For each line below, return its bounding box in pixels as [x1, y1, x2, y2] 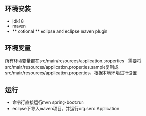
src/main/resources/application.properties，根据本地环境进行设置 [5, 70, 137, 76]
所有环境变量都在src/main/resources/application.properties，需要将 [5, 58, 142, 64]
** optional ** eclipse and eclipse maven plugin [12, 28, 108, 34]
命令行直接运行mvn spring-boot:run [12, 99, 84, 105]
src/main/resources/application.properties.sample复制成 [5, 64, 119, 70]
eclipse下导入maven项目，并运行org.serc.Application [12, 106, 120, 112]
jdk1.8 [12, 18, 24, 23]
